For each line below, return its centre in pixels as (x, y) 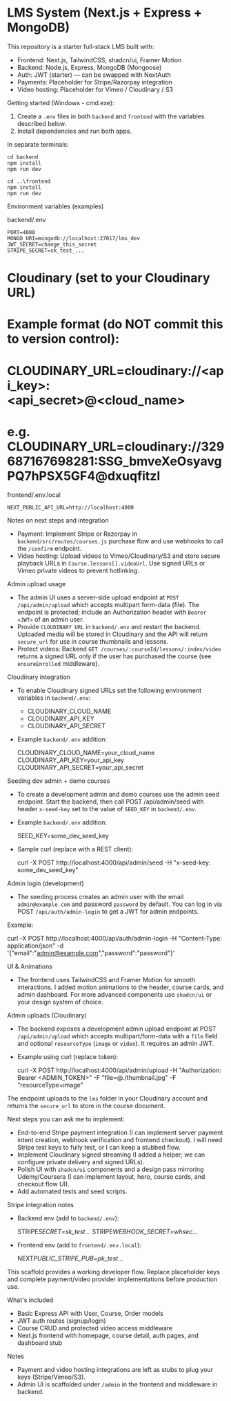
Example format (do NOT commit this (115, 324)
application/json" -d (36, 946)
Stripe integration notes (41, 1205)
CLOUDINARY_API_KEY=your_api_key (70, 760)
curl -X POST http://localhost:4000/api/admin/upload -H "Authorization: (119, 1070)
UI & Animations (30, 966)
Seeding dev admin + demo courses (59, 781)
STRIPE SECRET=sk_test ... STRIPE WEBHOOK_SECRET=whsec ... (108, 1232)
